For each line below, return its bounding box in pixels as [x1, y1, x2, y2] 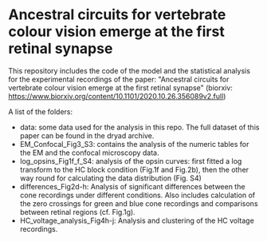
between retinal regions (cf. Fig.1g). [19, 207, 135, 216]
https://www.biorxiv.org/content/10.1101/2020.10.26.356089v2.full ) [8, 91, 226, 101]
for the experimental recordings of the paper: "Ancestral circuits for [8, 74, 230, 84]
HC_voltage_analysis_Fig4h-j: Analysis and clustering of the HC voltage [19, 216, 255, 225]
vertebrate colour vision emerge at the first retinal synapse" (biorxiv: [8, 82, 234, 93]
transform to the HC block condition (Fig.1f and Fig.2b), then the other [19, 165, 249, 174]
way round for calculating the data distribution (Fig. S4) [19, 173, 202, 183]
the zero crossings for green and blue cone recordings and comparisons [19, 198, 258, 208]
